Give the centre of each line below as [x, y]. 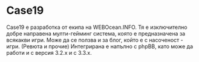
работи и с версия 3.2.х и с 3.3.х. [49, 52]
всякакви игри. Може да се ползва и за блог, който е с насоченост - [95, 40]
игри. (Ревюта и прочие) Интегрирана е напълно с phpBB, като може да [100, 46]
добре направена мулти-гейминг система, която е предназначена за [96, 33]
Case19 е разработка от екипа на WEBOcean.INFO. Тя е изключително [97, 27]
